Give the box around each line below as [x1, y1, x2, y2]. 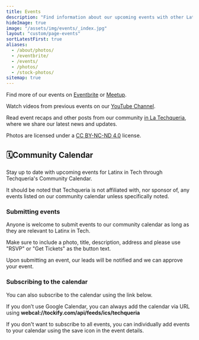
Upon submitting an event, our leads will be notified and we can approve [6, 256, 183, 264]
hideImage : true [6, 20, 46, 26]
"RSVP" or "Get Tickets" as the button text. [6, 245, 111, 252]
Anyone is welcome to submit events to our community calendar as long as [6, 221, 190, 228]
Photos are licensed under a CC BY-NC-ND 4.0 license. [6, 132, 142, 139]
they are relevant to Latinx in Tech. [6, 227, 91, 234]
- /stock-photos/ [11, 69, 54, 75]
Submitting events [6, 207, 60, 215]
